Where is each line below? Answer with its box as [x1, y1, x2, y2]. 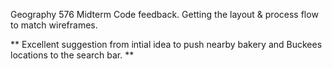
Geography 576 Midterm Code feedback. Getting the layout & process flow [10, 9, 319, 20]
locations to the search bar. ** [10, 49, 135, 61]
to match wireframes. [10, 19, 98, 31]
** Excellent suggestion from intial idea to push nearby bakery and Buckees [10, 39, 323, 50]
